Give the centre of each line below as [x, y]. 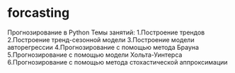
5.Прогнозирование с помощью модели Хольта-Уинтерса [95, 55]
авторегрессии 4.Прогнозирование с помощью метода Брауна [103, 47]
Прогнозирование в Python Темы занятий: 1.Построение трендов [106, 32]
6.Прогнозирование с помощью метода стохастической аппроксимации [117, 62]
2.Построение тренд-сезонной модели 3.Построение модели [101, 39]
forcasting [39, 13]
